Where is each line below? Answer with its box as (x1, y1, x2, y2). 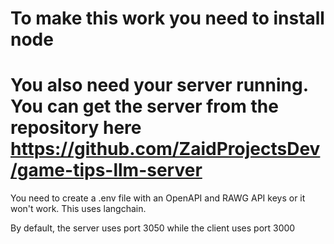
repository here (10, 117, 142, 139)
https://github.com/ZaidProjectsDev (10, 138, 321, 161)
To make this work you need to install (10, 7, 325, 30)
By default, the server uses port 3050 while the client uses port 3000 (10, 222, 296, 234)
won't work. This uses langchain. (10, 203, 147, 215)
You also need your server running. (10, 74, 309, 97)
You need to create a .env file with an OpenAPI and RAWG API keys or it (10, 192, 306, 204)
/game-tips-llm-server (10, 159, 203, 182)
